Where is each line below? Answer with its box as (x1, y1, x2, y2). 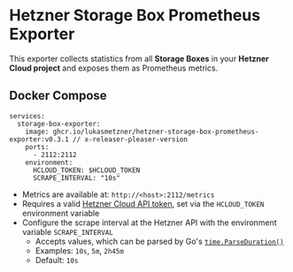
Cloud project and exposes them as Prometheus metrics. (9, 63, 219, 73)
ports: (25, 142, 50, 151)
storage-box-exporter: (17, 119, 101, 128)
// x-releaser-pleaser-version (72, 134, 189, 144)
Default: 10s (35, 254, 79, 265)
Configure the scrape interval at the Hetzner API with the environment (21, 217, 277, 228)
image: (25, 127, 50, 136)
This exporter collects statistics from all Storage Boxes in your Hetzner (9, 53, 270, 64)
